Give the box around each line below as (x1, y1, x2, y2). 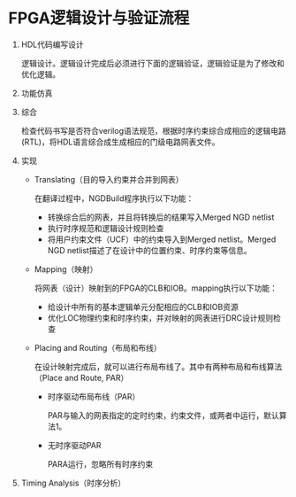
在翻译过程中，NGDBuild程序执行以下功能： (34, 192, 194, 204)
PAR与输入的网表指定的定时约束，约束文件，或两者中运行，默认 (47, 409, 279, 421)
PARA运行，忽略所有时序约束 (47, 458, 154, 470)
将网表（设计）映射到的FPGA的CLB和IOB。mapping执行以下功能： (34, 283, 278, 293)
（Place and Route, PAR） (34, 372, 129, 383)
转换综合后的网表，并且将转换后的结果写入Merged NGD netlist (47, 212, 275, 222)
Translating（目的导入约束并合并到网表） (34, 174, 184, 184)
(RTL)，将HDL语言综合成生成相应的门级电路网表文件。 (20, 136, 220, 147)
